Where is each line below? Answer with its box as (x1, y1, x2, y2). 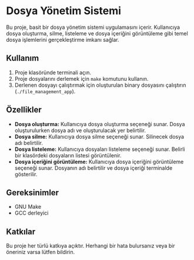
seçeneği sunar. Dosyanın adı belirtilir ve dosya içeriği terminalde (14, 164, 173, 172)
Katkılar (6, 226, 36, 236)
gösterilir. (14, 170, 38, 177)
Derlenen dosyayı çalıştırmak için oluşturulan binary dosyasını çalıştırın (14, 81, 186, 88)
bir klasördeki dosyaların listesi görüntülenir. (14, 152, 122, 159)
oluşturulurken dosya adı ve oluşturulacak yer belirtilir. (14, 127, 146, 134)
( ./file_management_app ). (14, 87, 76, 95)
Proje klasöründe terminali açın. (14, 69, 92, 76)
